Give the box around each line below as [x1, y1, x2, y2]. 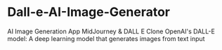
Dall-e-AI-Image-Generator [7, 4, 171, 20]
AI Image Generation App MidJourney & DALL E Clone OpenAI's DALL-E [7, 27, 216, 35]
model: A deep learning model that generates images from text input [7, 34, 205, 42]
